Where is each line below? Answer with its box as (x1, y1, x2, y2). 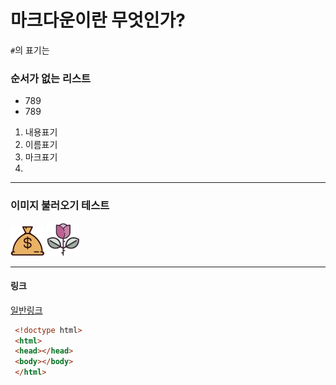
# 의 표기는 (10, 44, 50, 56)
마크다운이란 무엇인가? (10, 9, 186, 32)
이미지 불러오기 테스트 (10, 199, 110, 213)
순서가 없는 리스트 (10, 71, 92, 85)
